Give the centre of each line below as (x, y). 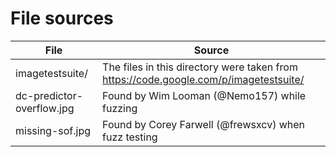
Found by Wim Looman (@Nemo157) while (204, 95)
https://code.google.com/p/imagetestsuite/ (203, 79)
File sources (62, 18)
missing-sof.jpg (53, 130)
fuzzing (120, 108)
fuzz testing (130, 137)
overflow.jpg (45, 108)
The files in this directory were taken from (200, 67)
